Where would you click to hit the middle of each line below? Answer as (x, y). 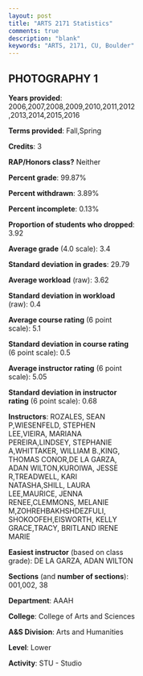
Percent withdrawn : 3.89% (54, 193)
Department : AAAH (41, 600)
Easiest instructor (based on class (66, 552)
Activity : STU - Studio (45, 663)
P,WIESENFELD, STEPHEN (52, 425)
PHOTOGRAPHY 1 (53, 79)
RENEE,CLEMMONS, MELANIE (59, 502)
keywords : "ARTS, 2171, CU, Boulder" (71, 46)
